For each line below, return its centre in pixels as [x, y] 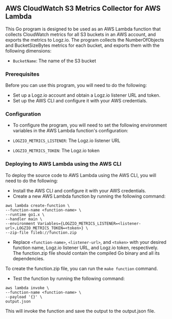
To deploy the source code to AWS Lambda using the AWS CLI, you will [81, 175]
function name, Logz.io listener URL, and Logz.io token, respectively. [85, 247]
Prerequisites [22, 74]
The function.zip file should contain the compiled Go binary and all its [86, 253]
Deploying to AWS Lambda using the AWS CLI [63, 164]
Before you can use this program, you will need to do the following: [76, 85]
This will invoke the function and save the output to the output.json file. [80, 311]
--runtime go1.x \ [25, 215]
